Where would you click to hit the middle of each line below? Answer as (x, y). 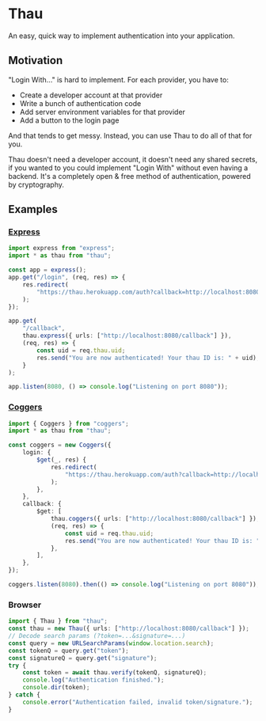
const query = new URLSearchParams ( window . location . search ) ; (111, 643)
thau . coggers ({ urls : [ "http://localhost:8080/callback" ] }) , (155, 519)
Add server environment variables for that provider (103, 112)
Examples (33, 209)
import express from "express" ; (61, 249)
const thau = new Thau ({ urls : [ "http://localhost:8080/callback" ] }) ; (129, 629)
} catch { (25, 695)
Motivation (36, 61)
